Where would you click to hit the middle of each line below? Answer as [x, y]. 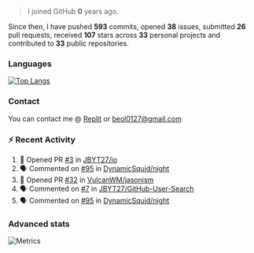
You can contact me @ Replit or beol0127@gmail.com [95, 118]
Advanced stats [39, 224]
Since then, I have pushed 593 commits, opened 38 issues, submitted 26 [127, 26]
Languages [30, 64]
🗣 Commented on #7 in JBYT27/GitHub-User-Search [107, 188]
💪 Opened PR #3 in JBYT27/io [68, 159]
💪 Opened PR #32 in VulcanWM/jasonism [87, 180]
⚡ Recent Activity [42, 140]
